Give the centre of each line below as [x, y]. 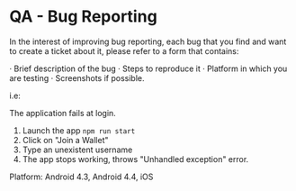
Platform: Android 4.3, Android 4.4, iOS [81, 177]
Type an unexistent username [77, 150]
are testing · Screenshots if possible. [77, 77]
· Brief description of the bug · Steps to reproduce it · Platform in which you [148, 68]
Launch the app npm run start [79, 130]
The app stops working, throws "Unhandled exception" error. [135, 159]
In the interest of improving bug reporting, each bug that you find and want [148, 41]
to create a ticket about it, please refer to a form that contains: [124, 50]
